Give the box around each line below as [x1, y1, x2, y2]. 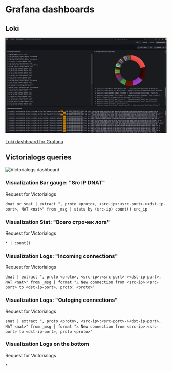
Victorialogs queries [5, 153, 72, 161]
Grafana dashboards [5, 4, 95, 15]
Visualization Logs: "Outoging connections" [5, 296, 118, 304]
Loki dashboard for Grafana [5, 138, 63, 144]
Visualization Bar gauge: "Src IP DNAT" [5, 179, 105, 187]
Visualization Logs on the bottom [5, 341, 90, 348]
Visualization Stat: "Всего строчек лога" [5, 218, 110, 225]
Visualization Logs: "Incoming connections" [5, 252, 118, 259]
